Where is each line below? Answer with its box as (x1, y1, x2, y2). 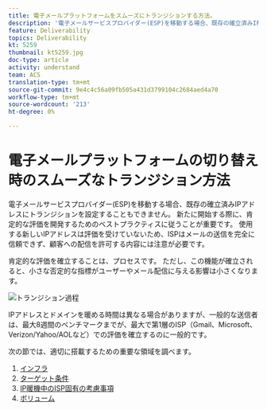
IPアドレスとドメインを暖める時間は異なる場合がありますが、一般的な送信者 (8, 310, 258, 319)
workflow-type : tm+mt (8, 93, 80, 101)
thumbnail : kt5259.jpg (8, 49, 83, 57)
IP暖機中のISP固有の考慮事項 (19, 383, 114, 392)
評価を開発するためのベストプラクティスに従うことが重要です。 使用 (29, 219, 253, 228)
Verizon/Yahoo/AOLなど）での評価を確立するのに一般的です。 (8, 330, 211, 339)
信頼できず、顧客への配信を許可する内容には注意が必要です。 (8, 239, 209, 248)
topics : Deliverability (8, 33, 87, 42)
